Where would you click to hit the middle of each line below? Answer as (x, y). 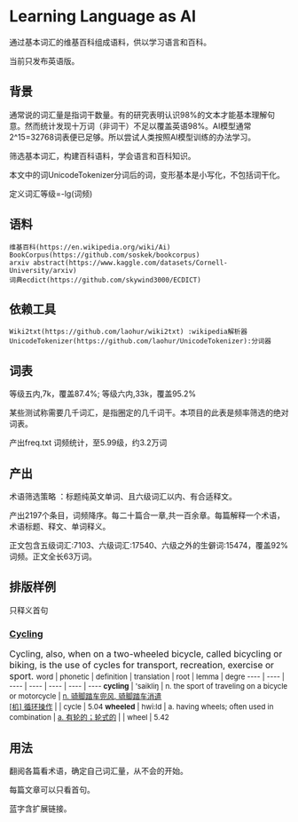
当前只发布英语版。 (44, 60)
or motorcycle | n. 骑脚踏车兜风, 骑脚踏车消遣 (86, 696)
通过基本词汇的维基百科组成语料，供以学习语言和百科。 (110, 42)
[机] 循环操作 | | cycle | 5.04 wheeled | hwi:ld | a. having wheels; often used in (141, 707)
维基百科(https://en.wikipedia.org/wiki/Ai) (90, 247)
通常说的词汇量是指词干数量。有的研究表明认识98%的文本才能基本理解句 (142, 115)
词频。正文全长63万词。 (53, 556)
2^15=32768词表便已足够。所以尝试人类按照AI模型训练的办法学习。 (133, 137)
